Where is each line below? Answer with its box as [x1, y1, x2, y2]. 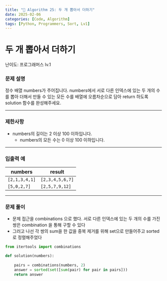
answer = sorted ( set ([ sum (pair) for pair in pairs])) [14, 267, 128, 272]
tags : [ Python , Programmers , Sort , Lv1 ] [5, 21, 90, 26]
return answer [14, 272, 43, 277]
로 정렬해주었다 [12, 235, 42, 241]
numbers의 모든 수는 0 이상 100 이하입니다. [19, 137, 105, 142]
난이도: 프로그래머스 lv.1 [5, 62, 51, 68]
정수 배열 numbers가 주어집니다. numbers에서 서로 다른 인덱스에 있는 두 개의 [5, 88, 155, 94]
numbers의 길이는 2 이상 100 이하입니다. [12, 131, 92, 137]
